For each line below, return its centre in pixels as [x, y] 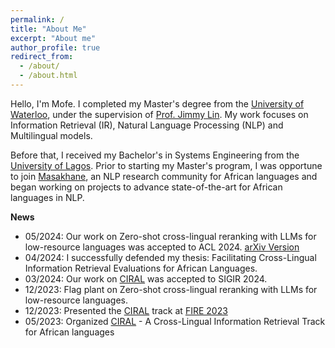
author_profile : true [55, 47]
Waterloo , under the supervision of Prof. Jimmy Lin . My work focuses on [159, 114]
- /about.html [48, 76]
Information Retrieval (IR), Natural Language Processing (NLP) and [147, 125]
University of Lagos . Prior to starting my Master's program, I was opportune [166, 165]
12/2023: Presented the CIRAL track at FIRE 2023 [126, 310]
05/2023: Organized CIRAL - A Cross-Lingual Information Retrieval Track [175, 321]
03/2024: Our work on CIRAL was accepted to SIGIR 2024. [146, 278]
